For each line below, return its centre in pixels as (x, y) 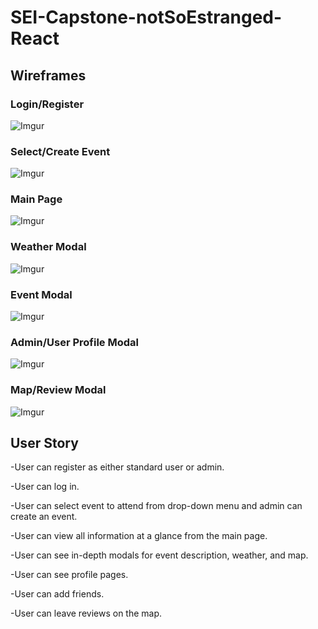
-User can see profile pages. (69, 575)
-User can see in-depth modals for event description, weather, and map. (159, 555)
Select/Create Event (60, 151)
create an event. (44, 517)
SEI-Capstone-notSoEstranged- (146, 17)
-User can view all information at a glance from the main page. (139, 536)
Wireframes (48, 75)
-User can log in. (45, 487)
